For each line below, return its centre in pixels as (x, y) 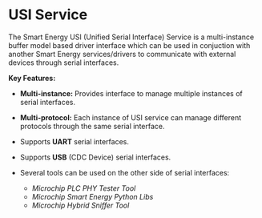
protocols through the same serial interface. (93, 126)
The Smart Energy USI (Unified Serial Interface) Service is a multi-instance (131, 37)
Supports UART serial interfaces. (75, 141)
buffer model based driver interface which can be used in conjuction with (129, 45)
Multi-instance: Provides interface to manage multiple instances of (131, 93)
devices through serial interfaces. (64, 63)
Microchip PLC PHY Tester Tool (84, 188)
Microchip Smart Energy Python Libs (93, 196)
